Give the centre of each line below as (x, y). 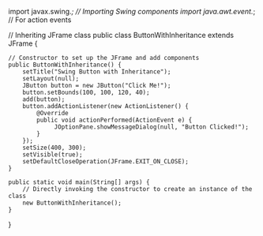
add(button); (44, 99)
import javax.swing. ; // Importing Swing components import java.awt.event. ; (132, 11)
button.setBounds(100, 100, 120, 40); (86, 92)
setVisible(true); (53, 155)
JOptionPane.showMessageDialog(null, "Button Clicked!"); (151, 127)
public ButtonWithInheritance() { (65, 65)
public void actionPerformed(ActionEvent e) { (115, 120)
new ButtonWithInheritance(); (72, 203)
